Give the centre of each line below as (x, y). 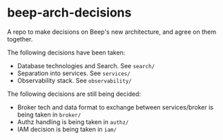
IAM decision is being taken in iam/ (67, 129)
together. (20, 39)
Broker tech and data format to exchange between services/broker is (115, 107)
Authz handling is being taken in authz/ (73, 121)
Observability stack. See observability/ (75, 80)
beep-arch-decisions (69, 13)
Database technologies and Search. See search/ (86, 66)
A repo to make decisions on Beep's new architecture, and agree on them (111, 32)
